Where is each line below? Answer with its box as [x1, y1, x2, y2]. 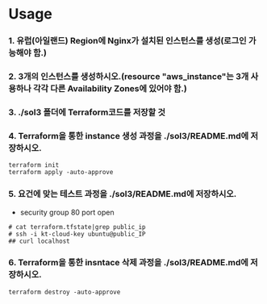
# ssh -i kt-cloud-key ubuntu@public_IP [8, 230, 147, 238]
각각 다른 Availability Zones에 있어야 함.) [33, 83, 187, 94]
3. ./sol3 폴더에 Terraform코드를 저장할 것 [8, 106, 166, 118]
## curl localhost [8, 237, 70, 245]
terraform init [8, 161, 60, 169]
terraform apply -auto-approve [8, 169, 114, 177]
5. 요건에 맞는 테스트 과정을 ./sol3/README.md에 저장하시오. [8, 189, 237, 200]
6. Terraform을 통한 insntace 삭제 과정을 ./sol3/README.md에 [8, 257, 248, 269]
